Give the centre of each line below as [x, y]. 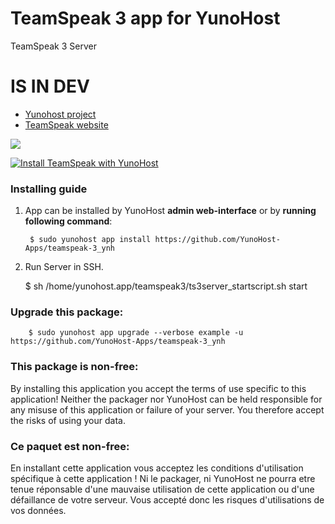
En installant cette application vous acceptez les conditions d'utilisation [157, 468]
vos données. [38, 511]
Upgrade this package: [67, 312]
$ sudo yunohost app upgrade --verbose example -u [136, 333]
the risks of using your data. [68, 420]
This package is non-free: [74, 367]
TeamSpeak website [66, 124]
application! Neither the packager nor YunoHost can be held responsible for [166, 399]
